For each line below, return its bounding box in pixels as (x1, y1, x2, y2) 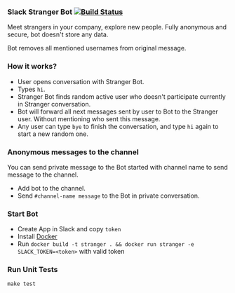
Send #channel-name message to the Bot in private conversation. (17, 191, 200, 200)
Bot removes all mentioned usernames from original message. (7, 44, 187, 53)
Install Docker (17, 232, 58, 241)
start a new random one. (17, 130, 89, 138)
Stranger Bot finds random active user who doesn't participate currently (17, 92, 226, 101)
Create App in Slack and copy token (17, 225, 121, 233)
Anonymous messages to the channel (7, 147, 139, 157)
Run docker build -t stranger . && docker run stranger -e (17, 240, 194, 248)
